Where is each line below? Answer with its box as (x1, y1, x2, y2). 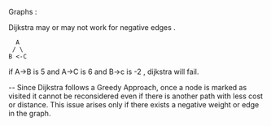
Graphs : (8, 7, 37, 16)
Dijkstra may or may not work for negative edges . (8, 23, 177, 32)
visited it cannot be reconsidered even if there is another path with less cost (8, 91, 263, 101)
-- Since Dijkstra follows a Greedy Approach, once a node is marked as (8, 83, 247, 92)
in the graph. (8, 109, 51, 118)
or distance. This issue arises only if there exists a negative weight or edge (8, 100, 260, 109)
